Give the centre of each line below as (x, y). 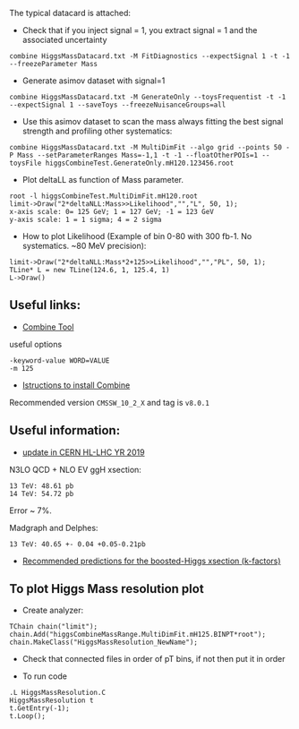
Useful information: (65, 430)
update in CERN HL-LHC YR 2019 (83, 452)
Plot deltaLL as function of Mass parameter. (103, 180)
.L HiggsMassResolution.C (57, 693)
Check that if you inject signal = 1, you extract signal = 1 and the (140, 30)
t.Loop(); (28, 716)
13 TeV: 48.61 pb (42, 486)
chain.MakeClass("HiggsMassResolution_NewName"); (104, 643)
